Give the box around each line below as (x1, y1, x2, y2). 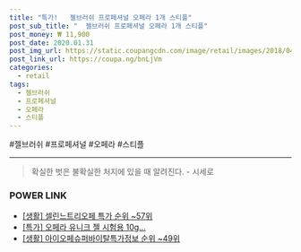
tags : (9, 80, 30, 89)
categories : (9, 64, 54, 73)
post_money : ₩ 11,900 (9, 30, 90, 39)
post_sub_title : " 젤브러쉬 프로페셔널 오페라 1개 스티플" (9, 22, 209, 30)
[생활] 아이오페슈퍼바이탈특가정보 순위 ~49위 (21, 233, 181, 244)
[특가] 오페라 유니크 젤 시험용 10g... (21, 222, 146, 233)
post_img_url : (9, 47, 63, 56)
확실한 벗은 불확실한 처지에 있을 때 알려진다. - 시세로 (30, 167, 215, 178)
